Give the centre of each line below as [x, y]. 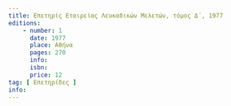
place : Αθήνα [51, 45]
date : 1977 [48, 38]
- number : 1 [42, 30]
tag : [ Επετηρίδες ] [43, 82]
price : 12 [46, 75]
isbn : [38, 68]
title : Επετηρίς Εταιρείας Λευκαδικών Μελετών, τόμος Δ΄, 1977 [116, 16]
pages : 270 [48, 53]
